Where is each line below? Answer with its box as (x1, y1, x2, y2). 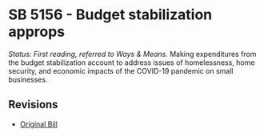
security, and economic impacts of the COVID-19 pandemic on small (8, 66, 234, 75)
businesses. (8, 75, 48, 84)
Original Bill (19, 119, 58, 129)
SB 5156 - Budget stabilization (8, 6, 213, 24)
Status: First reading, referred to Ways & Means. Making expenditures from (8, 49, 257, 58)
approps (8, 22, 66, 41)
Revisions (8, 98, 58, 111)
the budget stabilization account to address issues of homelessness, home (8, 58, 255, 67)
